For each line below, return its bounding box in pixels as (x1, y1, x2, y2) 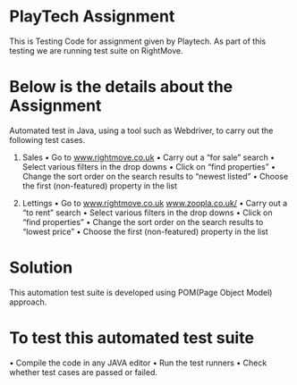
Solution (9, 257, 73, 278)
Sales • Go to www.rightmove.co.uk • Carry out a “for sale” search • (21, 152, 276, 163)
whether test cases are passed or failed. (9, 366, 158, 377)
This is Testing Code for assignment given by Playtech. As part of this (9, 36, 267, 46)
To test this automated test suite (9, 328, 255, 347)
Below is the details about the (9, 77, 233, 97)
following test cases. (9, 134, 86, 145)
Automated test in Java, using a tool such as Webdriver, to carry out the (9, 125, 274, 136)
